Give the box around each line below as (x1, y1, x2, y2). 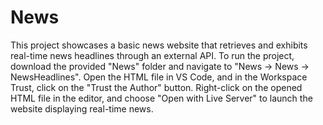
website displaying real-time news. (10, 102, 154, 115)
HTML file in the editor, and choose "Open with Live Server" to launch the (10, 92, 313, 104)
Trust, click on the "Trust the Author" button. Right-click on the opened (10, 81, 303, 93)
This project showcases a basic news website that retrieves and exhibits (10, 39, 308, 51)
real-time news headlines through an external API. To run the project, (10, 49, 295, 61)
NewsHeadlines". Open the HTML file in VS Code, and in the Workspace (10, 71, 308, 83)
